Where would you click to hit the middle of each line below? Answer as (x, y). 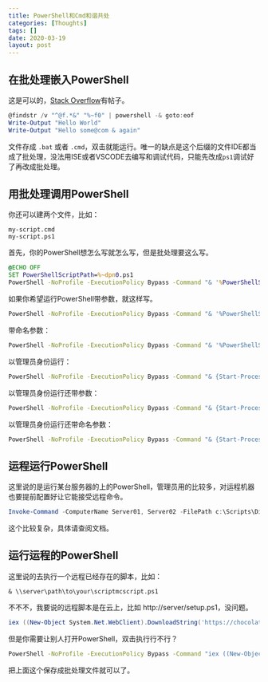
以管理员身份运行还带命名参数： (61, 424)
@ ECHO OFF (25, 268)
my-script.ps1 (32, 237)
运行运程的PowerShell (63, 556)
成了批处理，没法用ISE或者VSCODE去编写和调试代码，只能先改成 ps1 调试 (128, 156)
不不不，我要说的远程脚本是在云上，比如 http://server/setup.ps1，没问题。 (130, 607)
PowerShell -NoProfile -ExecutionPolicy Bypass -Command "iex (114, 654)
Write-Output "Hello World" (55, 123)
